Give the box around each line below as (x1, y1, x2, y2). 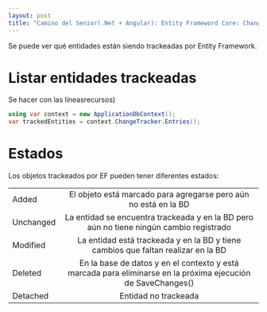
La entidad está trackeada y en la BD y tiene (77, 235, 242, 246)
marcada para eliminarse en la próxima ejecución (67, 267, 251, 279)
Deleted (12, 267, 42, 279)
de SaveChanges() (124, 278, 195, 289)
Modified (12, 240, 46, 251)
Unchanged (12, 216, 56, 228)
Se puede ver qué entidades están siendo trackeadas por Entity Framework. (8, 41, 257, 50)
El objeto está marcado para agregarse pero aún (68, 189, 250, 200)
